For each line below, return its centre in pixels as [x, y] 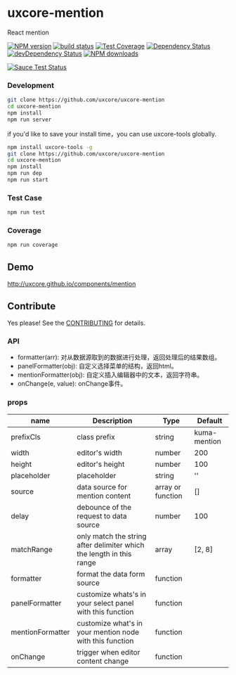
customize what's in [110, 623]
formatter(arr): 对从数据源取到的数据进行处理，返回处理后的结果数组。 [119, 357]
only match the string [112, 536]
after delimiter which [111, 545]
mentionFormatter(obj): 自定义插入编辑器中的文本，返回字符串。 [110, 375]
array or [168, 487]
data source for [102, 487]
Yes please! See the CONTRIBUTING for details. [77, 323]
